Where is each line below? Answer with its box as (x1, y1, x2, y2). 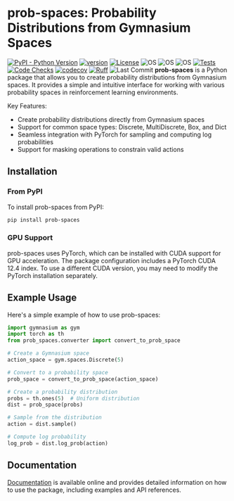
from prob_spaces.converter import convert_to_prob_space (7, 337, 181, 344)
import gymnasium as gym (7, 324, 80, 331)
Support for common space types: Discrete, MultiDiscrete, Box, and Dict (17, 122, 227, 131)
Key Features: (7, 101, 47, 110)
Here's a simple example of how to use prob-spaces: (7, 310, 161, 319)
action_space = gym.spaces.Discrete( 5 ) (7, 357, 124, 364)
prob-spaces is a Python (154, 65, 228, 74)
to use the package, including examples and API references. (7, 486, 181, 494)
